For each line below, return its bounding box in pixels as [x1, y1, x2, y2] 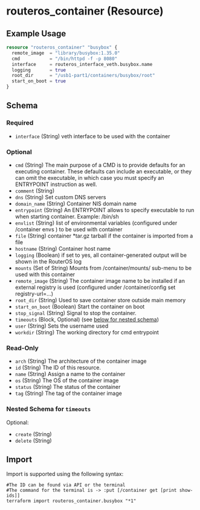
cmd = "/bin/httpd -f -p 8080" [11, 56, 118, 62]
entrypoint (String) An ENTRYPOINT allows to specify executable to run [15, 206, 195, 213]
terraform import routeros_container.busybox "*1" [6, 498, 137, 504]
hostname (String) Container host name [15, 245, 111, 252]
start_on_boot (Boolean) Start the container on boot [15, 303, 145, 310]
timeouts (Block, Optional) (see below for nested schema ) [15, 316, 159, 323]
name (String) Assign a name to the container [15, 371, 126, 378]
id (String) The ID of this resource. [15, 364, 102, 371]
